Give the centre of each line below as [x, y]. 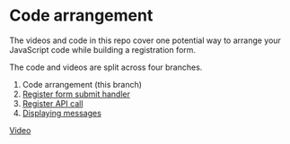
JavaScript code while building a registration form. [102, 49]
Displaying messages [62, 113]
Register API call [53, 103]
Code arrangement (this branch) [82, 84]
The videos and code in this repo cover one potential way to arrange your [145, 40]
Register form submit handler [76, 94]
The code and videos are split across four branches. [106, 67]
